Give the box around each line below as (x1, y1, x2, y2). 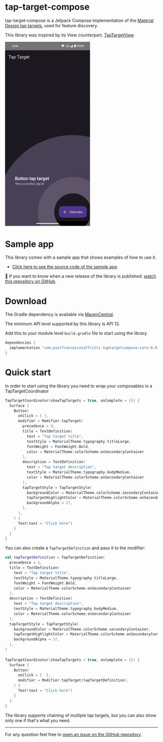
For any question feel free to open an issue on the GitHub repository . (5, 731, 142, 737)
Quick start (5, 367, 51, 378)
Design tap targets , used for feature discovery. (5, 22, 98, 28)
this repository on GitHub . (5, 279, 57, 284)
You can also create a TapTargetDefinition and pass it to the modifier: (5, 545, 146, 551)
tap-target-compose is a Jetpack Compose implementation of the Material (5, 17, 154, 23)
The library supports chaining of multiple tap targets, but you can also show (5, 712, 157, 718)
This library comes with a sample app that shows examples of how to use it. (5, 254, 157, 261)
